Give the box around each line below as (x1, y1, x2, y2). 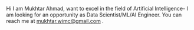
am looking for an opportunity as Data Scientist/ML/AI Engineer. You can (6, 11, 182, 18)
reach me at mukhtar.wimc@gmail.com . (6, 18, 104, 24)
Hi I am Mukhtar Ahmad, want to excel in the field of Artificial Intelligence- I (6, 5, 189, 12)
